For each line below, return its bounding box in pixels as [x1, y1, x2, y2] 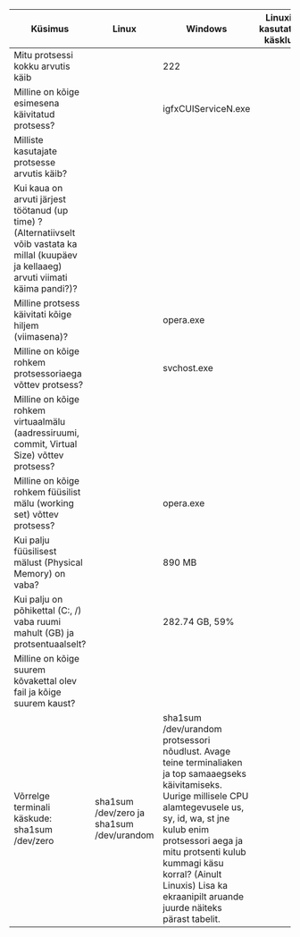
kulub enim [162, 823, 210, 835]
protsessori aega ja [162, 835, 244, 847]
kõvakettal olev [13, 675, 78, 687]
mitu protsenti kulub [162, 846, 247, 857]
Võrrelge [13, 790, 51, 802]
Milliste [13, 134, 44, 146]
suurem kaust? [13, 697, 76, 709]
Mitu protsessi [13, 49, 74, 61]
